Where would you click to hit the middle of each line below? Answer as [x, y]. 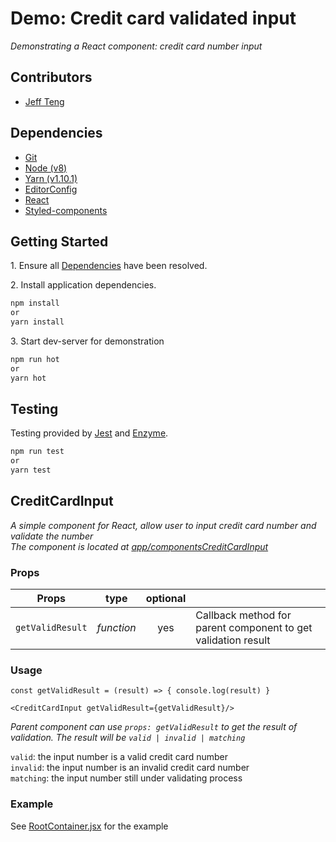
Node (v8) [46, 168]
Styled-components [66, 210]
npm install [35, 303]
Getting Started [59, 241]
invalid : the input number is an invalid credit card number [130, 768]
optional [166, 599]
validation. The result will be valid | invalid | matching [128, 738]
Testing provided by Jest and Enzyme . [89, 433]
